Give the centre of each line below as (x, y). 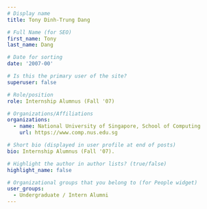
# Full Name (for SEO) (39, 32)
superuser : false (32, 82)
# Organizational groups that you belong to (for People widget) (102, 182)
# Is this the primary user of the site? (67, 76)
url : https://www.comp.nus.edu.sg (69, 133)
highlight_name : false (39, 170)
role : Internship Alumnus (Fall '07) (61, 101)
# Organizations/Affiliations (50, 114)
